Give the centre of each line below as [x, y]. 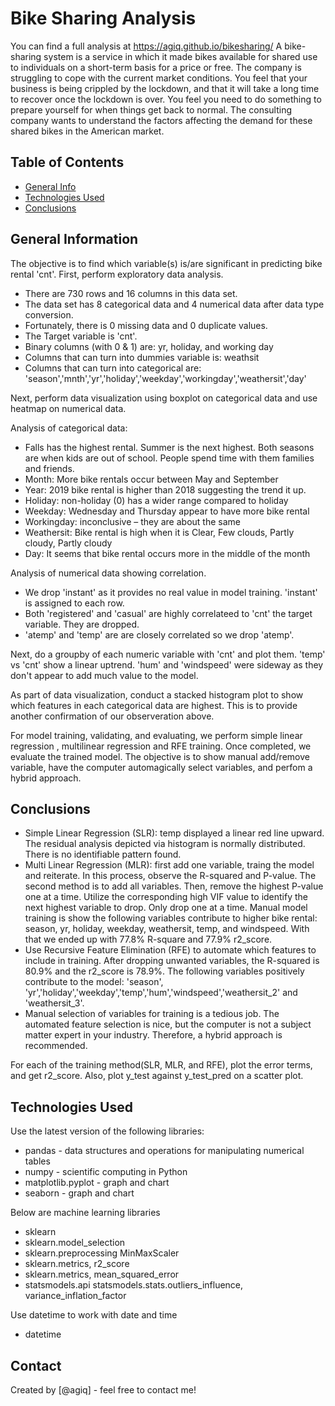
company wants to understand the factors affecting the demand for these [161, 120]
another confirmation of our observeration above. [112, 716]
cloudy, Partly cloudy [68, 543]
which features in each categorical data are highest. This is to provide [154, 705]
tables [37, 1161]
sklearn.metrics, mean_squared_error [102, 1274]
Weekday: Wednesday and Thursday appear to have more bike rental [167, 511]
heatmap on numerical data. [68, 408]
